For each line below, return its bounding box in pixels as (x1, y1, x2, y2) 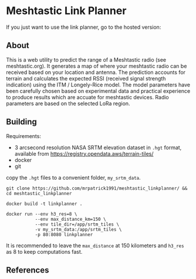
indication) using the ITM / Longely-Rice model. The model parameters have (6, 81, 191, 88)
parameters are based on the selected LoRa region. (6, 100, 130, 107)
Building (6, 117, 37, 127)
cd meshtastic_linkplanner (6, 190, 72, 196)
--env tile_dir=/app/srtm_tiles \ (35, 221, 119, 227)
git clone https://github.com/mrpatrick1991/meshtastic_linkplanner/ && (6, 185, 188, 191)
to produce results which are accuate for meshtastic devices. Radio (6, 93, 169, 100)
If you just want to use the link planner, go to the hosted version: (6, 23, 161, 31)
